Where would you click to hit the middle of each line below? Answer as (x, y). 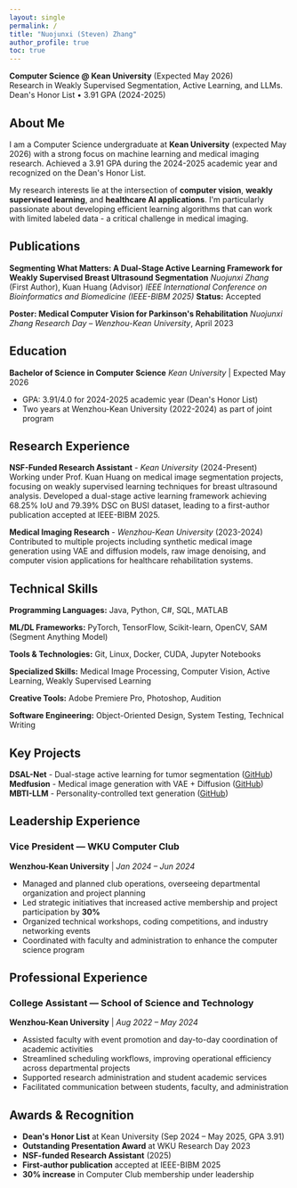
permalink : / (33, 26)
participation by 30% (61, 912)
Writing (22, 725)
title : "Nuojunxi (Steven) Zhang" (73, 34)
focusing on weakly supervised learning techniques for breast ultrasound (144, 487)
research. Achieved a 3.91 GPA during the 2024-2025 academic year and (143, 163)
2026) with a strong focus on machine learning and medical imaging (134, 153)
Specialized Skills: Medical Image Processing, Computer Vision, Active (140, 672)
